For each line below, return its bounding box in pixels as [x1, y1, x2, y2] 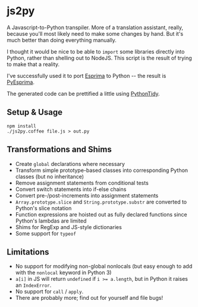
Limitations [7, 247, 49, 257]
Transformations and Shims [7, 145, 112, 155]
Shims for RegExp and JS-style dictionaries [15, 223, 122, 230]
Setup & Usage [7, 107, 63, 117]
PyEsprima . [7, 79, 35, 86]
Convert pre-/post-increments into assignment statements [15, 192, 159, 199]
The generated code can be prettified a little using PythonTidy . [7, 90, 160, 97]
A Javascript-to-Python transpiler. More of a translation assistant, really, [7, 24, 184, 31]
